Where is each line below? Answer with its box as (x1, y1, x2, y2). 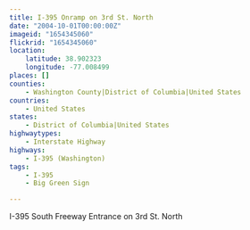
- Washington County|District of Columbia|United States (25, 87, 242, 96)
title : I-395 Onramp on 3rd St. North (9, 12, 154, 22)
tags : (9, 162, 29, 171)
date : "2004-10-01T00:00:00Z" (9, 21, 122, 30)
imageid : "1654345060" (9, 29, 94, 38)
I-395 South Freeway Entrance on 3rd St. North (9, 211, 183, 222)
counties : (9, 79, 46, 88)
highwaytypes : (9, 129, 62, 138)
